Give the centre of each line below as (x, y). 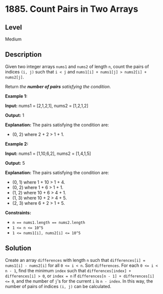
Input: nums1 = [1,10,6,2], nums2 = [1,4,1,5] (48, 153)
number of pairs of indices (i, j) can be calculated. (58, 286)
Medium (14, 39)
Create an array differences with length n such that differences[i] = (75, 260)
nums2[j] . (15, 77)
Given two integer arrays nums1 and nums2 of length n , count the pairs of (77, 66)
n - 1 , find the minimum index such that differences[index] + (68, 270)
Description (23, 55)
